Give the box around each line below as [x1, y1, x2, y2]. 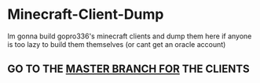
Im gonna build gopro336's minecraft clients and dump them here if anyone [7, 31, 252, 41]
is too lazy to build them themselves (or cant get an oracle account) [7, 39, 226, 49]
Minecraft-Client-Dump [7, 5, 164, 23]
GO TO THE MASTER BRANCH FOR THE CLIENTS [7, 63, 250, 76]
